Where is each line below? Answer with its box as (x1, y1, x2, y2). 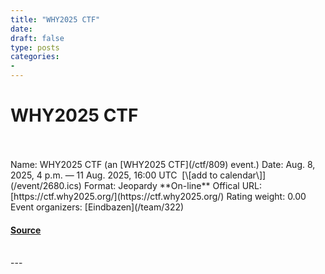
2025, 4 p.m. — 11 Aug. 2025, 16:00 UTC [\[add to (10, 169, 218, 181)
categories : (10, 52, 60, 62)
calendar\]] (219, 169, 267, 181)
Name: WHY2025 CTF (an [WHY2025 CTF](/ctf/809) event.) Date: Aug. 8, (10, 158, 316, 170)
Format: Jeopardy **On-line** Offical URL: (83, 179, 263, 191)
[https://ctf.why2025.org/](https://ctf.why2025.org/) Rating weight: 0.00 (10, 190, 307, 202)
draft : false (10, 33, 65, 43)
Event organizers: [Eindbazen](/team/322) (10, 201, 185, 213)
